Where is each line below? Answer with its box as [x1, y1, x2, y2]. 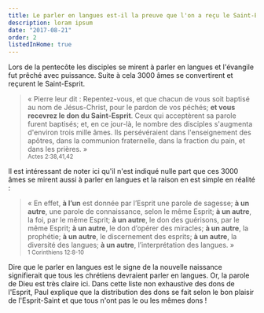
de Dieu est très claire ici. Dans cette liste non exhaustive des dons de [8, 279, 236, 289]
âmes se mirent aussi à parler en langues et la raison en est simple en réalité [8, 175, 255, 185]
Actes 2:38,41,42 [27, 153, 74, 161]
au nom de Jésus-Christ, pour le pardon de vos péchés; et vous [27, 103, 236, 112]
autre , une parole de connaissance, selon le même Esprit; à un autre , [27, 207, 252, 216]
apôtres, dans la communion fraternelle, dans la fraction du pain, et [27, 136, 246, 145]
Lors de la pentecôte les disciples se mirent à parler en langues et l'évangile [8, 62, 254, 72]
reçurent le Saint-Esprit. [8, 79, 85, 89]
